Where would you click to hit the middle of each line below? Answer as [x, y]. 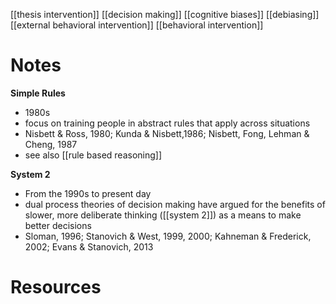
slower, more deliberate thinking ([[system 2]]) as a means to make [163, 215]
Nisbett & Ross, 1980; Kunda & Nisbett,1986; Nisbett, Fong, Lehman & [167, 133]
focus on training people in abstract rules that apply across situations [167, 123]
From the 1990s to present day [88, 193]
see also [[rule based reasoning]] [93, 155]
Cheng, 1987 [51, 144]
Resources [56, 287]
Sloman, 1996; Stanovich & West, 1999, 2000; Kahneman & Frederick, [168, 236]
